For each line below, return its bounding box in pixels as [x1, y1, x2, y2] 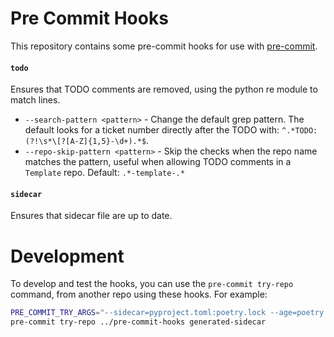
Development [10, 245, 125, 267]
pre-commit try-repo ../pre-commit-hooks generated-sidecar [10, 317, 267, 327]
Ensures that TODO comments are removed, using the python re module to [10, 83, 318, 96]
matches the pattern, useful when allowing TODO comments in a [24, 156, 292, 168]
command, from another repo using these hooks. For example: [10, 288, 268, 301]
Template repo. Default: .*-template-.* [24, 167, 185, 179]
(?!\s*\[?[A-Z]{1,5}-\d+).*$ [24, 137, 147, 147]
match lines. [10, 94, 61, 106]
